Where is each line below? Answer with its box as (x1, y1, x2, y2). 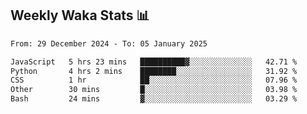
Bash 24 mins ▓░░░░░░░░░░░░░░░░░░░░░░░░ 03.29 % (10, 94, 298, 104)
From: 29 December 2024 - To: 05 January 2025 (10, 38, 208, 49)
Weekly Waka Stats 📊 (10, 7, 150, 24)
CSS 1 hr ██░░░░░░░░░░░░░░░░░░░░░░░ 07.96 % (10, 75, 298, 86)
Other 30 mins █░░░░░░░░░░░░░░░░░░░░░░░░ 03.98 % (10, 85, 298, 95)
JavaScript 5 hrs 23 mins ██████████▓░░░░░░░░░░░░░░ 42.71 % (10, 57, 298, 67)
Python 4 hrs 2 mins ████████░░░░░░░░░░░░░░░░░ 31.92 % (10, 66, 298, 76)
